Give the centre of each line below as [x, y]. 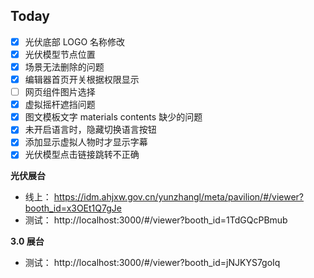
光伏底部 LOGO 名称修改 [75, 41]
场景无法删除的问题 [64, 66]
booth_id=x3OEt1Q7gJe [73, 208]
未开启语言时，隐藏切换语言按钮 [90, 130]
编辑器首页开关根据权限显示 [82, 79]
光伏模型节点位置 [60, 54]
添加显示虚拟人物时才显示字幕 [86, 142]
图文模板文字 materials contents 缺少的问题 [113, 117]
